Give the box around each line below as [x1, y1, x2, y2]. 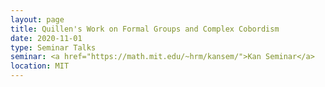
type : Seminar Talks [10, 42, 97, 53]
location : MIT [10, 61, 70, 71]
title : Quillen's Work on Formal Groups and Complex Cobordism [10, 24, 280, 34]
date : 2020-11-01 [10, 33, 83, 43]
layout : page [10, 14, 65, 25]
